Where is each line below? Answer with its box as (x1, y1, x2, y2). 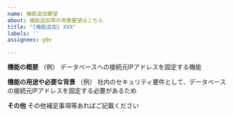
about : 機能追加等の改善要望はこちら (7, 17, 104, 24)
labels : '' (7, 30, 40, 37)
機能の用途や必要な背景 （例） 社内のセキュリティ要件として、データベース (7, 78, 227, 86)
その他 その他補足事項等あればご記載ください (7, 101, 139, 110)
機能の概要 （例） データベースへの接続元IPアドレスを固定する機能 (7, 63, 202, 71)
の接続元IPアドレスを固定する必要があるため (7, 86, 137, 95)
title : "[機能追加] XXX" (7, 23, 76, 30)
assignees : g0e (7, 37, 52, 44)
